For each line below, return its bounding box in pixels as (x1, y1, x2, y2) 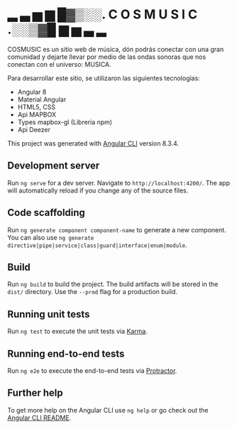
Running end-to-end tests (7, 347, 125, 359)
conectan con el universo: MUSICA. (7, 60, 111, 68)
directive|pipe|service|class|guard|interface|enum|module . (7, 241, 187, 249)
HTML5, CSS (17, 102, 55, 111)
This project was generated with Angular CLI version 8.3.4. (7, 139, 180, 148)
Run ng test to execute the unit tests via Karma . (7, 327, 148, 336)
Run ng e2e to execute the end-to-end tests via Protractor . (7, 366, 177, 375)
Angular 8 (17, 87, 47, 96)
